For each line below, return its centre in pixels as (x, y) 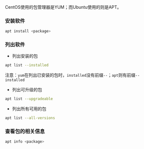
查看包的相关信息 (25, 132)
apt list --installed (27, 65)
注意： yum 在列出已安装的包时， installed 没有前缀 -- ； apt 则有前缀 (70, 75)
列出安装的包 (25, 56)
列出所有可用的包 (29, 109)
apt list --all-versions (30, 118)
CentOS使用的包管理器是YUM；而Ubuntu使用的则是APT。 (63, 7)
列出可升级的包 (27, 90)
